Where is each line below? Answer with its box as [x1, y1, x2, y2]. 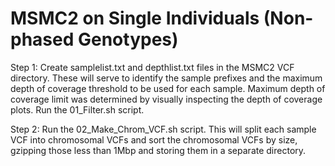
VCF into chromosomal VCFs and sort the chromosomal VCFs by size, [10, 133, 298, 146]
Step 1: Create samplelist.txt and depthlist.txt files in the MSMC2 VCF [10, 61, 295, 73]
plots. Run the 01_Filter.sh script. [10, 103, 145, 116]
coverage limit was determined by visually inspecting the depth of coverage [10, 93, 323, 105]
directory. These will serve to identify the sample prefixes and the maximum [10, 72, 323, 84]
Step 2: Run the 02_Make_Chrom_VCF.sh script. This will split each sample [10, 123, 317, 135]
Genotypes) [77, 28, 179, 51]
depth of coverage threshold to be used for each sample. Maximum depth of [10, 82, 326, 94]
